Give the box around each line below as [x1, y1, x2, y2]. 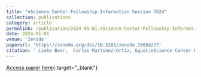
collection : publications [6, 14, 71, 20]
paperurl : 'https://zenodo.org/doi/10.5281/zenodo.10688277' [6, 42, 162, 48]
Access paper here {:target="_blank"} [6, 64, 98, 71]
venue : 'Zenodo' [6, 36, 47, 42]
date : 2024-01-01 [6, 31, 50, 37]
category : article [6, 20, 52, 26]
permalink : [6, 25, 33, 32]
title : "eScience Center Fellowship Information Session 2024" [6, 8, 167, 15]
